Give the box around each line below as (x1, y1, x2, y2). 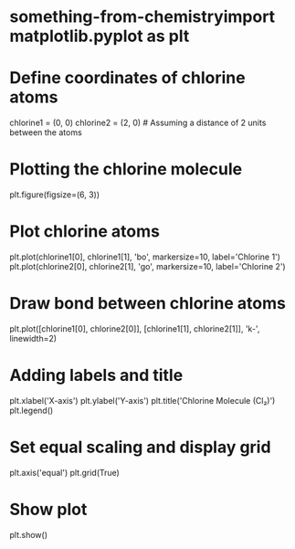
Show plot (9, 500, 88, 520)
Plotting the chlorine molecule (9, 159, 243, 180)
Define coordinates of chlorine (9, 68, 246, 89)
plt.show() (9, 529, 48, 540)
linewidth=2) (9, 333, 58, 343)
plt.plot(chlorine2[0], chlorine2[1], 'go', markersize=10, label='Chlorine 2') (9, 261, 286, 271)
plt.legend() (9, 405, 54, 416)
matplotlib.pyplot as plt (9, 26, 190, 47)
